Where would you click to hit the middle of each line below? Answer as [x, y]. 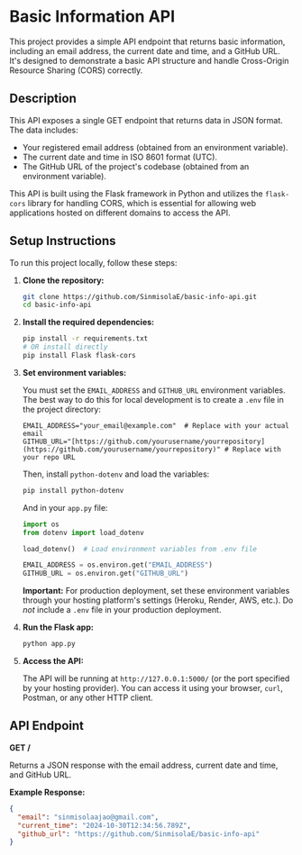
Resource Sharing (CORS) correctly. [76, 70]
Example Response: [47, 792]
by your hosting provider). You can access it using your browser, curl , [153, 688]
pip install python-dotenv [73, 490]
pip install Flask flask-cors [79, 356]
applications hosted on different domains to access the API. [120, 213]
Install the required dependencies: [88, 323]
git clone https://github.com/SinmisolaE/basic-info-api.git [140, 296]
